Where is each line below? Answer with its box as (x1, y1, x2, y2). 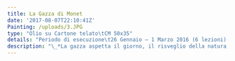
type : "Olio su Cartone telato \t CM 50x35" (7, 29, 133, 37)
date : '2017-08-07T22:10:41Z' (7, 17, 96, 24)
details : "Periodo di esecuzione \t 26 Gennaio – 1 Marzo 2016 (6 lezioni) (7, 36, 227, 43)
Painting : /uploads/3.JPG (7, 23, 83, 30)
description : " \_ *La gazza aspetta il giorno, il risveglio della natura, (7, 43, 230, 50)
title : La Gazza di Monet (7, 10, 83, 18)
